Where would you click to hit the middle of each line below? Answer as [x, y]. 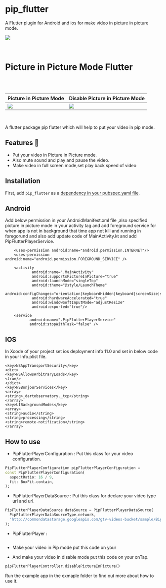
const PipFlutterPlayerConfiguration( [45, 472]
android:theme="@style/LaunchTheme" [69, 285]
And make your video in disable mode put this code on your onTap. [81, 557]
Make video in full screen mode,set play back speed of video [74, 165]
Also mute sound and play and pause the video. [61, 160]
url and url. [23, 501]
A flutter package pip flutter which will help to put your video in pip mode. [80, 127]
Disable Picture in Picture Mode [107, 98]
